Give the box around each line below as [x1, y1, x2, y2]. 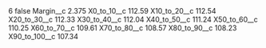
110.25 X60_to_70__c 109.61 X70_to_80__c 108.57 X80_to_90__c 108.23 [8, 23, 237, 33]
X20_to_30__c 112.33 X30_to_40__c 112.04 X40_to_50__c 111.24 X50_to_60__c [8, 14, 258, 24]
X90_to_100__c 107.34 [8, 32, 78, 41]
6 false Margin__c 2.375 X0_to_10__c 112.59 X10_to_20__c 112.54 [8, 6, 216, 15]
